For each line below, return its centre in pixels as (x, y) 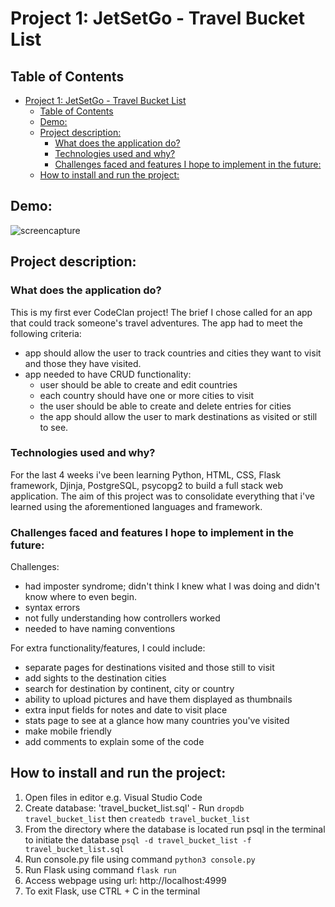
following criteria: (46, 333)
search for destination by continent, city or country (129, 689)
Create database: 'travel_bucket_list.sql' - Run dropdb (134, 808)
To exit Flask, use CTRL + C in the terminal (112, 891)
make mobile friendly (68, 731)
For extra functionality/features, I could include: (108, 648)
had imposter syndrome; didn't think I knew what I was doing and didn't (172, 586)
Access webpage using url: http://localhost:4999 (125, 880)
